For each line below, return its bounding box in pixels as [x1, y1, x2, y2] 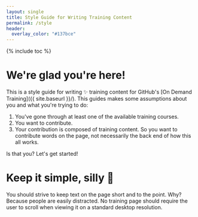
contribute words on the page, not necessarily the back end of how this [14, 132, 191, 140]
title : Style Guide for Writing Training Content [6, 14, 133, 20]
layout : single [6, 8, 44, 15]
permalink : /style [6, 20, 52, 26]
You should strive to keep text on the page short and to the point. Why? [6, 191, 182, 198]
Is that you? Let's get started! [6, 150, 78, 158]
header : [6, 25, 26, 32]
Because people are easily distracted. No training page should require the [6, 197, 188, 204]
